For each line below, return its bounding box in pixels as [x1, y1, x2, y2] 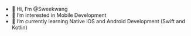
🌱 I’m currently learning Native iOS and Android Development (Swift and [11, 18, 186, 24]
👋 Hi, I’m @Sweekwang [11, 6, 68, 12]
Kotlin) [11, 24, 28, 31]
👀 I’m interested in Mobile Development [11, 12, 107, 19]
